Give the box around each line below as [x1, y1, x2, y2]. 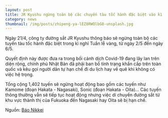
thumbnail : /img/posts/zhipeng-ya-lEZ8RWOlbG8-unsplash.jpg [5, 21, 134, 27]
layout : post [5, 7, 33, 13]
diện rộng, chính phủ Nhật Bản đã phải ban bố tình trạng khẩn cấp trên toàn [5, 61, 161, 67]
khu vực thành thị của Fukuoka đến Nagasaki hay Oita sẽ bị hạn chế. [5, 97, 147, 103]
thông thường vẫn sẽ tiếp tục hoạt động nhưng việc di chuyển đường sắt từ [5, 92, 160, 98]
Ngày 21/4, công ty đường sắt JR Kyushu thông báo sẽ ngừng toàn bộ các [5, 35, 158, 41]
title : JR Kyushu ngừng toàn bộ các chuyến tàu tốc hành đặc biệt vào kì [5, 12, 163, 17]
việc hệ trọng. [5, 71, 34, 78]
